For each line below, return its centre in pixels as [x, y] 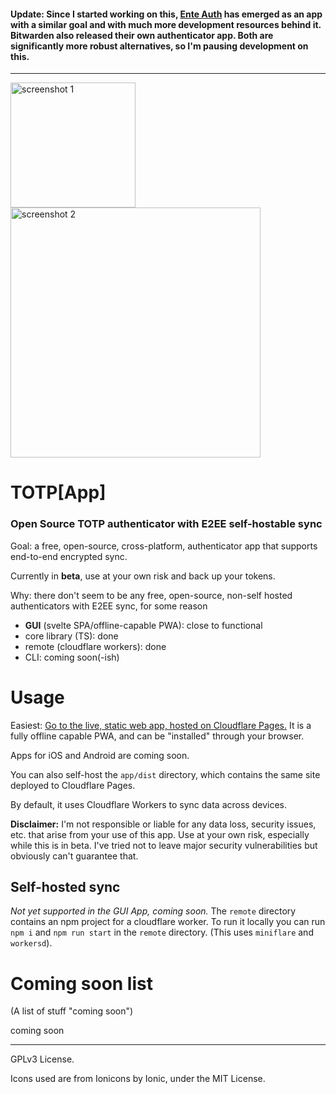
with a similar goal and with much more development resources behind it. [166, 24]
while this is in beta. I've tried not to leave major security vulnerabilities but [164, 845]
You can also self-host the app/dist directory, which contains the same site [165, 774]
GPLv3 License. [42, 1059]
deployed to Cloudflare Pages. [73, 785]
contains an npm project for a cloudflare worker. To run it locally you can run [168, 922]
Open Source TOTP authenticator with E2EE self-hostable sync [166, 524]
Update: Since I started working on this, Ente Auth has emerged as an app [166, 14]
